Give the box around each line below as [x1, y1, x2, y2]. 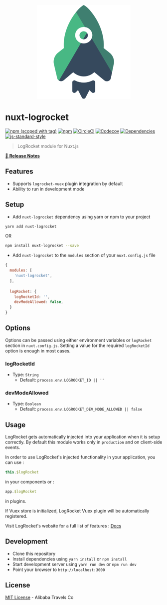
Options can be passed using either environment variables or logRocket [5, 337, 152, 343]
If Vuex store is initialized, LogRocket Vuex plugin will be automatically [5, 508, 150, 514]
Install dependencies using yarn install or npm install [12, 555, 127, 562]
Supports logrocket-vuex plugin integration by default [12, 180, 123, 186]
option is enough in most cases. [5, 347, 71, 353]
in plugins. [5, 498, 26, 504]
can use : [5, 459, 24, 465]
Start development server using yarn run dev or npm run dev [12, 561, 137, 567]
